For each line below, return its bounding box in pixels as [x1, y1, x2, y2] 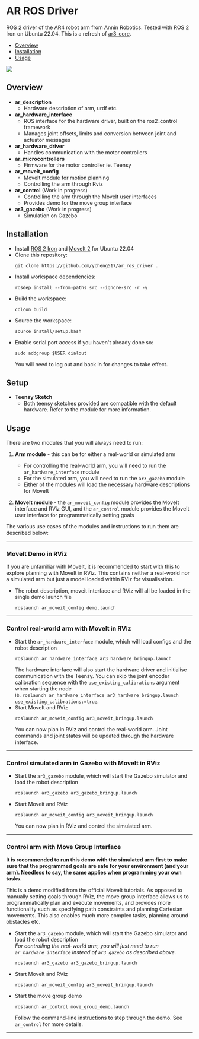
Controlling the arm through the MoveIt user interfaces [23, 193, 157, 200]
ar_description [14, 98, 52, 105]
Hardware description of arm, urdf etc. [23, 104, 118, 112]
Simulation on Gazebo [23, 212, 78, 219]
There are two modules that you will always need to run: [6, 439, 143, 446]
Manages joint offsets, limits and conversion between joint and [23, 129, 176, 137]
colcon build [14, 306, 47, 312]
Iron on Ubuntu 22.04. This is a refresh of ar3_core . [6, 30, 131, 37]
